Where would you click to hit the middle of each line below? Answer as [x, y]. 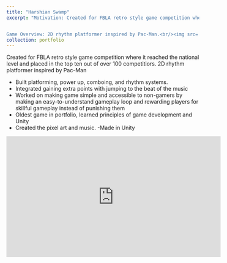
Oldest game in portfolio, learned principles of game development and [104, 115]
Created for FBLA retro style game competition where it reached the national [103, 57]
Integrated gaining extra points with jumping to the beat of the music [102, 89]
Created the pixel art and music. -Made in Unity [75, 128]
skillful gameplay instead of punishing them [70, 109]
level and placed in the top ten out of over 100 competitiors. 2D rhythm [95, 64]
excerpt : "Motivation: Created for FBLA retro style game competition [98, 18]
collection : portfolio [35, 40]
